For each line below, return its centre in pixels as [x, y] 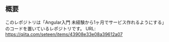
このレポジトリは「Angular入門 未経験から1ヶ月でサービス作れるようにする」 [85, 22]
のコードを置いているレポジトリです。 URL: [51, 28]
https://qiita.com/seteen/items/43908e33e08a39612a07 [64, 34]
